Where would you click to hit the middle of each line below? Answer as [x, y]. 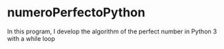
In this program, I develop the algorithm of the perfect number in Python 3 [112, 31]
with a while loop [31, 38]
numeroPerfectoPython [77, 13]
